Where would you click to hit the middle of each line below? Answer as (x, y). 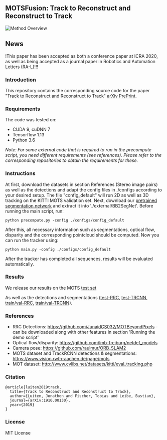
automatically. (20, 264)
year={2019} (22, 405)
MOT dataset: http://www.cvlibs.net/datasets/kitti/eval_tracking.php (82, 364)
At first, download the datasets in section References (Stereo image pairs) (81, 184)
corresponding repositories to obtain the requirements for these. (72, 160)
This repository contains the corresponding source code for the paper (77, 90)
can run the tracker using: (32, 240)
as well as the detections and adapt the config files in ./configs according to (83, 189)
